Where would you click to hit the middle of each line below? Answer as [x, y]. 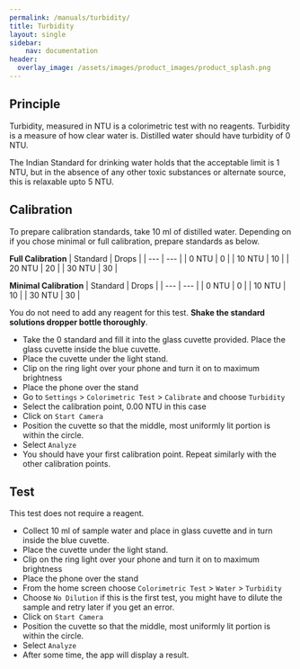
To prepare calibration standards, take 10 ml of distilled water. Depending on [150, 231]
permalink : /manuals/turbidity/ [70, 18]
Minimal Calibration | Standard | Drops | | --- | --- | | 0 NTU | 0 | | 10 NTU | [148, 285]
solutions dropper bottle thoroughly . [79, 322]
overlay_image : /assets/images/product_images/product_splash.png [144, 68]
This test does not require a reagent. [77, 513]
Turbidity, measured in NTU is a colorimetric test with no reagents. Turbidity [150, 126]
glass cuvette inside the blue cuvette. [92, 349]
